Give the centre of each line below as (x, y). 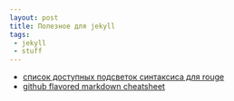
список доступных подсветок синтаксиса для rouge (123, 77)
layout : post (34, 18)
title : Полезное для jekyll (63, 26)
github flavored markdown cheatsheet (94, 87)
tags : (19, 34)
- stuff (28, 51)
